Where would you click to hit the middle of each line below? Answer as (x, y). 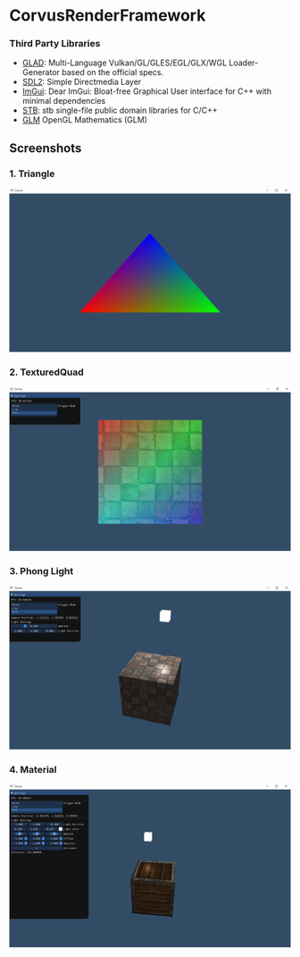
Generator (41, 72)
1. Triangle (32, 174)
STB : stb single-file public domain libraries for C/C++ (120, 110)
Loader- (244, 63)
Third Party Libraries (55, 44)
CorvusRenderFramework (108, 16)
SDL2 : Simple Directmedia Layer (82, 82)
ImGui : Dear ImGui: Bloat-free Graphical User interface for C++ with (147, 91)
